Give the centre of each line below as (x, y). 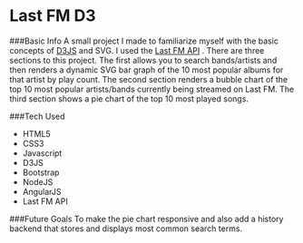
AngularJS (42, 191)
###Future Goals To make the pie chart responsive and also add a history (147, 219)
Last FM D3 (53, 16)
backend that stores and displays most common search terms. (126, 228)
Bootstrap (41, 172)
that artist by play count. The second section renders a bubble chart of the (149, 79)
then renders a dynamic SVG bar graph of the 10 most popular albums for (147, 70)
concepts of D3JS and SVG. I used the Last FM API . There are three (137, 50)
